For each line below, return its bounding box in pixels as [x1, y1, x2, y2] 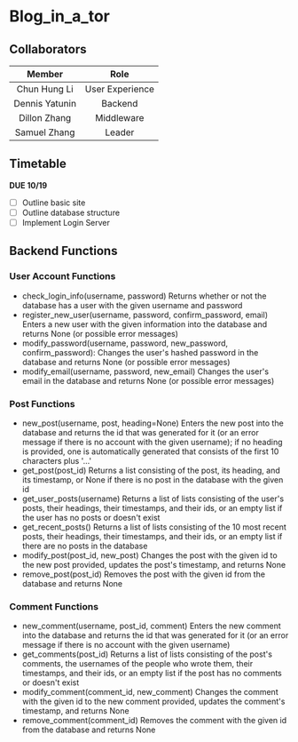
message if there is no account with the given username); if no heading [21, 436, 283, 447]
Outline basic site [21, 197, 86, 208]
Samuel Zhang [14, 126, 75, 139]
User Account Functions [9, 270, 116, 283]
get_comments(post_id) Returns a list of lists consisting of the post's [21, 649, 273, 659]
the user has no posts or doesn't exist [21, 512, 161, 523]
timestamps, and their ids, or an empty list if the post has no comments [21, 668, 282, 679]
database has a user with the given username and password [21, 299, 243, 310]
